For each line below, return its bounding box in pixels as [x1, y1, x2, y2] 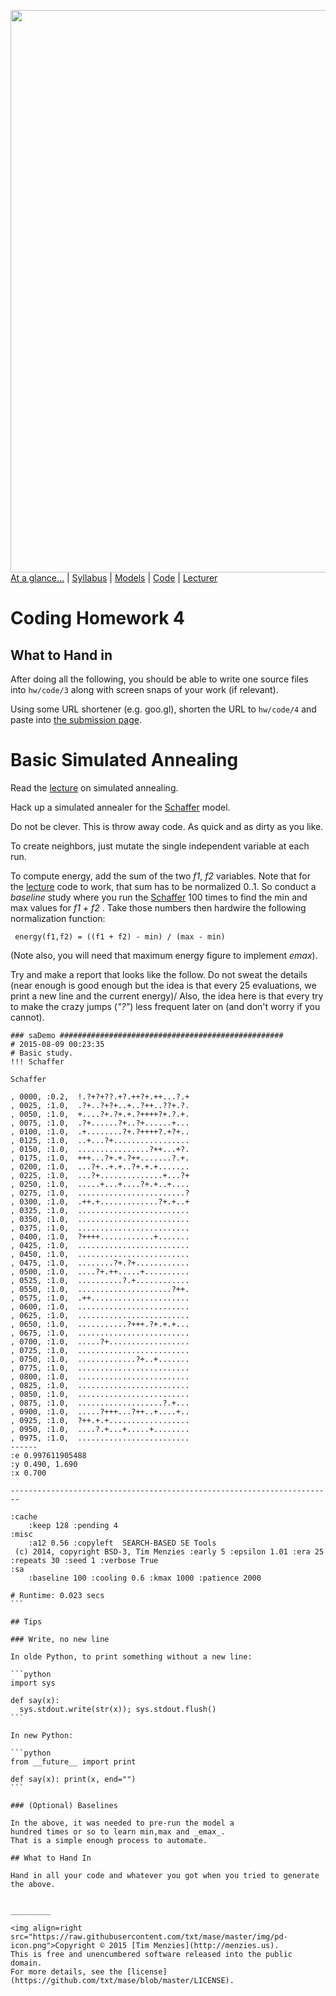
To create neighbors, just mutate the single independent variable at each [10, 840, 310, 852]
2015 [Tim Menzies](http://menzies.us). [108, 1940, 280, 1950]
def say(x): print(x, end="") [10, 1774, 137, 1784]
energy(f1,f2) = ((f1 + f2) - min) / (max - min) [14, 931, 226, 942]
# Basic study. [10, 1048, 74, 1058]
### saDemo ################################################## [10, 1030, 284, 1040]
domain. [10, 1958, 43, 1968]
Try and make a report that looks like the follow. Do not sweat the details [10, 968, 308, 980]
